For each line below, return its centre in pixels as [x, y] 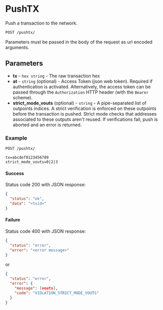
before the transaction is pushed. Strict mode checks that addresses [85, 114]
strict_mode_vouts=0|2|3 [32, 162]
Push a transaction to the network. [42, 23]
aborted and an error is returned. [47, 125]
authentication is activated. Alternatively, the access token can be [82, 86]
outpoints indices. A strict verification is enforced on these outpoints [85, 108]
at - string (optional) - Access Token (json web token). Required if [83, 81]
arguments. [17, 47]
